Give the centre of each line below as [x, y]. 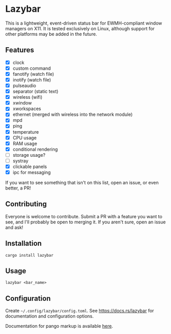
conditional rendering [35, 149]
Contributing [26, 204]
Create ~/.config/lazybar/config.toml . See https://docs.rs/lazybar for [80, 311]
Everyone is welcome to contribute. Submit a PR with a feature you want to [84, 216]
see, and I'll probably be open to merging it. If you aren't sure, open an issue [86, 222]
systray [20, 161]
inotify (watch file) [32, 79]
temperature [26, 132]
